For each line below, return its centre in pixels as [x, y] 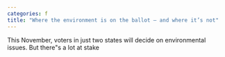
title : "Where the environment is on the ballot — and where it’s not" [113, 20]
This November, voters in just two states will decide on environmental [107, 40]
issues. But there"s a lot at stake [53, 47]
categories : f [28, 14]
